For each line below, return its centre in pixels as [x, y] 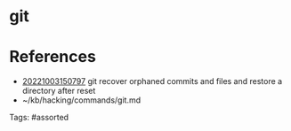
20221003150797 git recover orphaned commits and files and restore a [152, 81]
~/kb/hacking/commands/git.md [81, 100]
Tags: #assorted [39, 118]
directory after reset [59, 91]
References [53, 57]
